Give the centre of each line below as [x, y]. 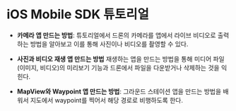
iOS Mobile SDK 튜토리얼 [78, 14]
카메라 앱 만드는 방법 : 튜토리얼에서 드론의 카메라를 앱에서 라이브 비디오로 [116, 35]
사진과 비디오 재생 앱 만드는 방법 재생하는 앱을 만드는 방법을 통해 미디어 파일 [120, 59]
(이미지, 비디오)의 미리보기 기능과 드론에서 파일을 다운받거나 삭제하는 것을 [118, 67]
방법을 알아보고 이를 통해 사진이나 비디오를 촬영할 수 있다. [109, 44]
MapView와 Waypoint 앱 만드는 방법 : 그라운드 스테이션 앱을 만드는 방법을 [119, 91]
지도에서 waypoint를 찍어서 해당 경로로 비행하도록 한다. [106, 100]
